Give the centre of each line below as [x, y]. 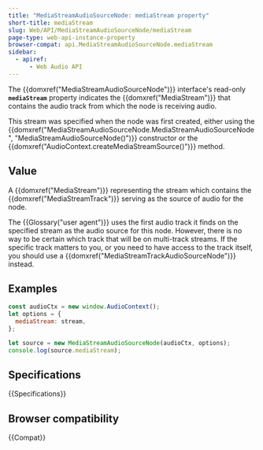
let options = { [35, 314]
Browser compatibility [64, 418]
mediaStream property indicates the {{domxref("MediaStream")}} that [119, 97]
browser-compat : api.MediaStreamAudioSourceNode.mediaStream [111, 45]
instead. [21, 264]
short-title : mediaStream [50, 23]
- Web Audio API [56, 67]
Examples [33, 288]
